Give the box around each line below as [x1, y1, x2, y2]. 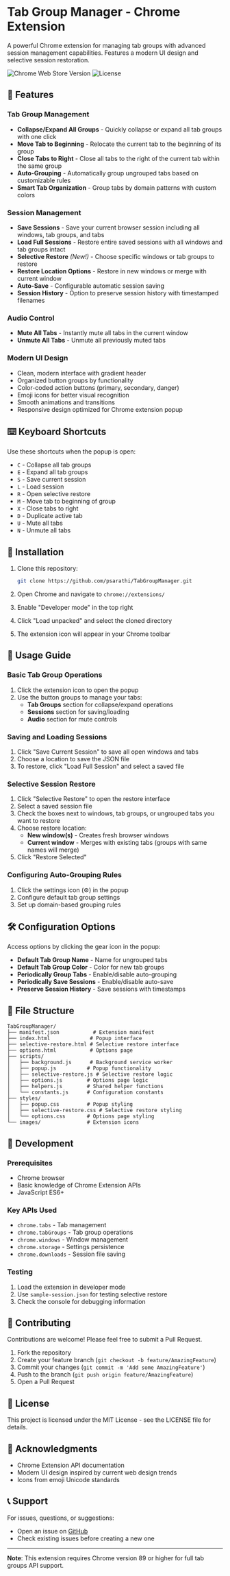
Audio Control [7, 313, 55, 323]
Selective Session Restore [7, 779, 96, 789]
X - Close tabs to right [16, 504, 79, 513]
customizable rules [16, 176, 71, 184]
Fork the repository [16, 1349, 72, 1357]
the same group [16, 162, 62, 170]
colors [16, 190, 36, 199]
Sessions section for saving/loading [27, 707, 129, 716]
